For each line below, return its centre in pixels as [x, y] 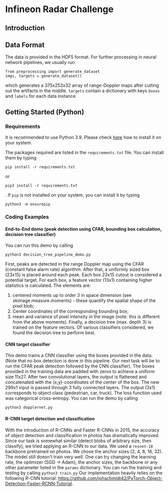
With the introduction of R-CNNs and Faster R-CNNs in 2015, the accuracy [82, 430]
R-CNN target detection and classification [50, 419]
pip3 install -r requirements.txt [41, 186]
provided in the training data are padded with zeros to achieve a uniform [80, 372]
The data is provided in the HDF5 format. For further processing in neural [81, 57]
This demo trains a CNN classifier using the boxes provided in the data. [79, 355]
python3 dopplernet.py [29, 408]
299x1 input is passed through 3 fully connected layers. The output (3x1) [80, 388]
